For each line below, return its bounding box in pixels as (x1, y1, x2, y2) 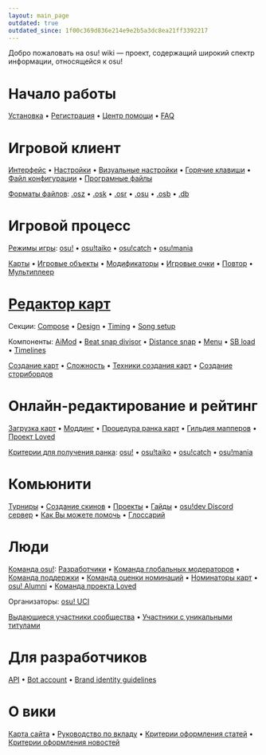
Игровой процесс (8, 217, 131, 235)
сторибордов (8, 370, 53, 379)
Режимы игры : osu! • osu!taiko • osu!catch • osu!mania (8, 244, 194, 253)
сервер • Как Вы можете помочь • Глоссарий (8, 511, 166, 519)
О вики (8, 702, 57, 721)
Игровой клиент (8, 139, 121, 157)
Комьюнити (8, 475, 92, 494)
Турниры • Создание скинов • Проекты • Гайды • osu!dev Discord (8, 502, 233, 511)
